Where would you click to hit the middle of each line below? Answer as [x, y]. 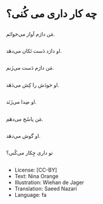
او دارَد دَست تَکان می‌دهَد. [34, 50]
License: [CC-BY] [36, 170]
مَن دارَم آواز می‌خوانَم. [31, 34]
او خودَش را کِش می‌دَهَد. [33, 85]
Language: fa [30, 195]
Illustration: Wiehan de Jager [49, 182]
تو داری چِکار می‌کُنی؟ [30, 153]
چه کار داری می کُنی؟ [52, 14]
